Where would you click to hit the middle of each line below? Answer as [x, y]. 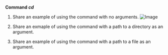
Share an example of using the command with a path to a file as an [81, 41]
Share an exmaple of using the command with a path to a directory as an [88, 26]
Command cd [20, 7]
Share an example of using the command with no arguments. [76, 17]
